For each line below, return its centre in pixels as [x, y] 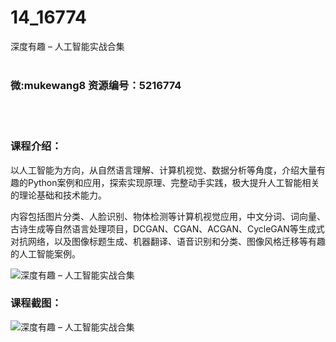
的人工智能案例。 [45, 253]
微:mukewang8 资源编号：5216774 [96, 85]
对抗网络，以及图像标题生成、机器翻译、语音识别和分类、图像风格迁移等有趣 [168, 241]
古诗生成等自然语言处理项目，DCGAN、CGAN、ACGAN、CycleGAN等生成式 [167, 228]
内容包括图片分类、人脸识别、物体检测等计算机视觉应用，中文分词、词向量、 [168, 216]
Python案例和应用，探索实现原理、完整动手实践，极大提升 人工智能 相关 [173, 182]
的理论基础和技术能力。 [58, 195]
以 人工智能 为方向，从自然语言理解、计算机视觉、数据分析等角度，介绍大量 [163, 170]
